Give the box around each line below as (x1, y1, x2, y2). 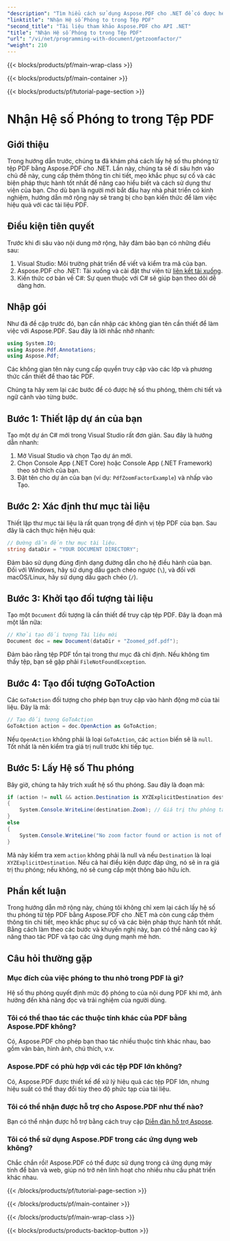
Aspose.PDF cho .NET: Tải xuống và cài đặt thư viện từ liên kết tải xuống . (16, 266, 223, 275)
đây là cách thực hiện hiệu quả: (7, 526, 96, 534)
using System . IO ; (7, 340, 57, 347)
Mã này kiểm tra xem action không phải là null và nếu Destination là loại (7, 850, 212, 859)
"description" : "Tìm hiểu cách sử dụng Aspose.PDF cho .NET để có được (7, 10, 216, 17)
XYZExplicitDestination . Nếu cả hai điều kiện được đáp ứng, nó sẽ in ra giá (7, 858, 220, 866)
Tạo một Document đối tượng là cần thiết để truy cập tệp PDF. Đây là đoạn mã (7, 611, 222, 619)
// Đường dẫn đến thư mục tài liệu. (7, 540, 118, 546)
